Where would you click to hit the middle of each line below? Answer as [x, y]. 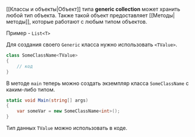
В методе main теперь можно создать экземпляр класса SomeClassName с [97, 83]
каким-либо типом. [30, 89]
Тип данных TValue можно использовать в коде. [67, 128]
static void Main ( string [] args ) [47, 100]
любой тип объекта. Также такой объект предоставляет [77, 15]
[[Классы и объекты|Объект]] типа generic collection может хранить [93, 9]
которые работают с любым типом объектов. [90, 22]
